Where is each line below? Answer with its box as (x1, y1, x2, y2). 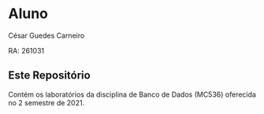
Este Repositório (8, 68, 91, 83)
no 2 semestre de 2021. (8, 97, 85, 107)
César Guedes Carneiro (8, 31, 85, 40)
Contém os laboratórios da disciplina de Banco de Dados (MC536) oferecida (8, 90, 256, 99)
